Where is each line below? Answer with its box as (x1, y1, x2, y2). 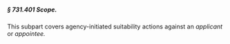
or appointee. (7, 29, 46, 37)
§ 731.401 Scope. (7, 5, 57, 14)
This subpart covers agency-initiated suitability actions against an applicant (7, 22, 223, 30)
